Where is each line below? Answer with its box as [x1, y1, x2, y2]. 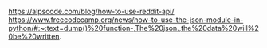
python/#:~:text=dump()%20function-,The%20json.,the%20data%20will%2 [8, 24, 259, 32]
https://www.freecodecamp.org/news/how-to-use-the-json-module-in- [8, 15, 244, 24]
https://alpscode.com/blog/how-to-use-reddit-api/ [8, 7, 175, 16]
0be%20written [8, 31, 60, 41]
